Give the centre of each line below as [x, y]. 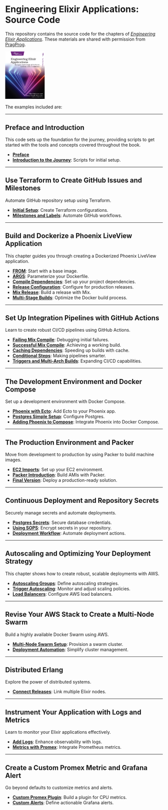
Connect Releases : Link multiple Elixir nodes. [59, 692]
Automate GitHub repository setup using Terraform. [58, 200]
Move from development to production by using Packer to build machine [79, 455]
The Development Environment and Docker [74, 382]
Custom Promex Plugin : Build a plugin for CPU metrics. [69, 797]
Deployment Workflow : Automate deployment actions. [69, 533]
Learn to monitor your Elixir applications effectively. [58, 732]
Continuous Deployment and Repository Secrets [82, 501]
